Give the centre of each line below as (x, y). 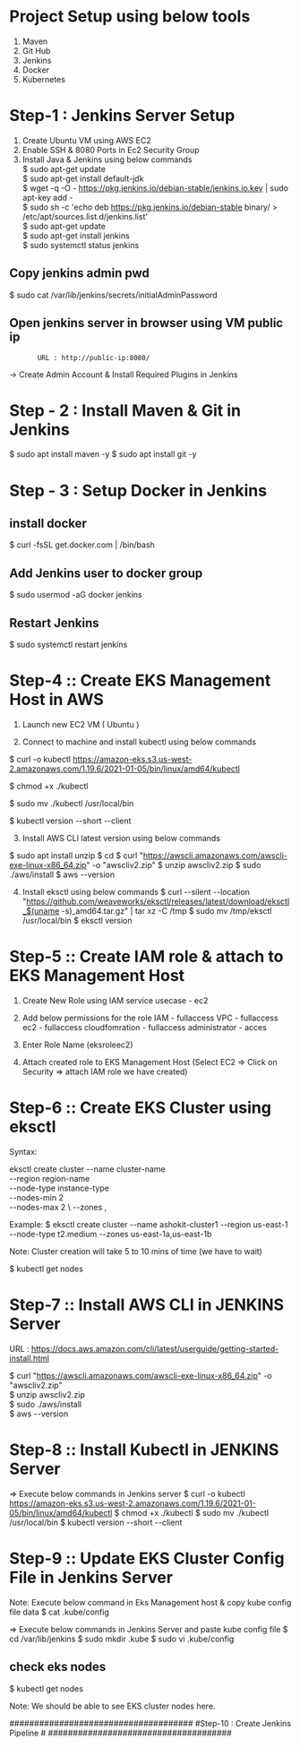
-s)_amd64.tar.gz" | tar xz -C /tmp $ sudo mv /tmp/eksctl (167, 911)
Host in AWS (57, 700)
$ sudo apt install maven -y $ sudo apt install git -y (103, 454)
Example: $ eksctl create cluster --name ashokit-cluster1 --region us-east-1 (149, 1224)
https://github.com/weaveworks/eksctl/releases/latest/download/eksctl (158, 901)
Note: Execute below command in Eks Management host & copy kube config (150, 1602)
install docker (48, 524)
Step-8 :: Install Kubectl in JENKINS (144, 1450)
